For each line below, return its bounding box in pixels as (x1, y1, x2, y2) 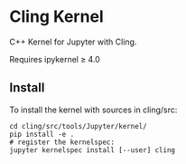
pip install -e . (9, 130, 75, 139)
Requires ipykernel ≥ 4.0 (9, 53, 101, 64)
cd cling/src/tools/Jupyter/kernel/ (9, 121, 147, 130)
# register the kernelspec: (9, 138, 116, 147)
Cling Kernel (9, 6, 104, 27)
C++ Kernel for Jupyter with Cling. (9, 36, 137, 47)
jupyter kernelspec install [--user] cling (9, 145, 176, 155)
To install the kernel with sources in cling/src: (9, 104, 178, 115)
